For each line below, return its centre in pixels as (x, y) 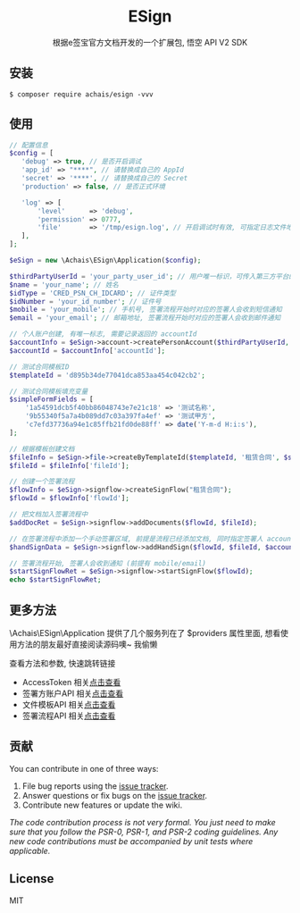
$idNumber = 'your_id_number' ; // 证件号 (85, 301)
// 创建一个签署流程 (42, 482)
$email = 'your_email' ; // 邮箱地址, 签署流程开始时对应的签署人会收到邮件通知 (145, 318)
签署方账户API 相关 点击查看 (73, 693)
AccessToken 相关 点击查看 (71, 682)
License (32, 879)
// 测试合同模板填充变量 (49, 391)
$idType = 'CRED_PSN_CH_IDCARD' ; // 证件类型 (93, 293)
